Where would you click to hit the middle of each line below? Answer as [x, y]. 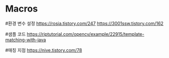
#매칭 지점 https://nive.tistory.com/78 [44, 50]
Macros [22, 9]
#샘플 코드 [16, 34]
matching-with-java [26, 40]
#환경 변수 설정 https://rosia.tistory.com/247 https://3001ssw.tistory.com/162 [84, 23]
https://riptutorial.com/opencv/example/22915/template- [86, 34]
